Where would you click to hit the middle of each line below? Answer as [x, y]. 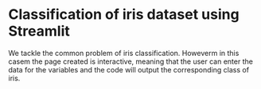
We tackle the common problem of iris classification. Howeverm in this [124, 53]
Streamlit [39, 31]
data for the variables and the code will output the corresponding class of [129, 69]
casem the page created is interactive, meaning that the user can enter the [130, 61]
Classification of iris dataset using [124, 15]
